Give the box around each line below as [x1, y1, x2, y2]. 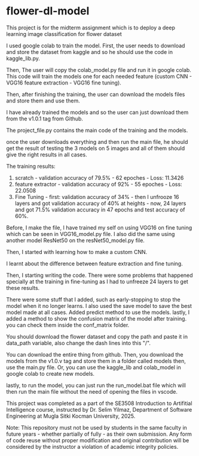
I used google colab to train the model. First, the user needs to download [6, 42, 185, 49]
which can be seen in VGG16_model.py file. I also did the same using [6, 230, 175, 237]
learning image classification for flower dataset [6, 30, 122, 37]
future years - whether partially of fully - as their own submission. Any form [6, 430, 192, 437]
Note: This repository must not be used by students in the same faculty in [6, 424, 187, 431]
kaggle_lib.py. [6, 55, 41, 62]
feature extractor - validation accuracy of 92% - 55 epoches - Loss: [14, 180, 182, 188]
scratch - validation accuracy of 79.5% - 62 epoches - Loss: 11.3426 [14, 174, 184, 181]
